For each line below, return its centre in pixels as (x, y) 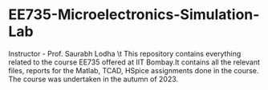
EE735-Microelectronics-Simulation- (134, 15)
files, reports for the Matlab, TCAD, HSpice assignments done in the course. (134, 70)
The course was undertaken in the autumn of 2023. (93, 79)
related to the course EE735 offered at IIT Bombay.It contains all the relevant (134, 62)
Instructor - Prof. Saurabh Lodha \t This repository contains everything (125, 53)
